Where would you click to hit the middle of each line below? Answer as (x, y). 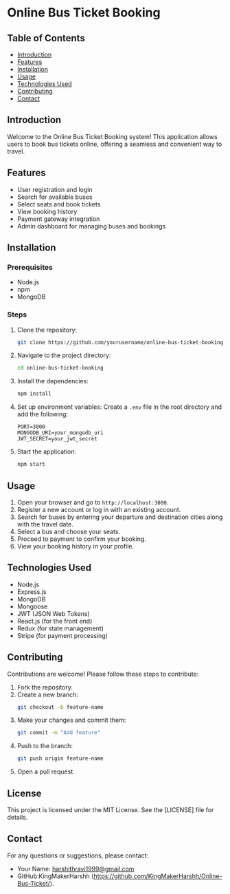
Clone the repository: (47, 330)
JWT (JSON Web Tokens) (54, 613)
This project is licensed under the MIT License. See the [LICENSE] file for (111, 809)
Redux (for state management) (60, 628)
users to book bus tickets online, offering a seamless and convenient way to (115, 144)
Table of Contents (46, 38)
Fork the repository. (45, 687)
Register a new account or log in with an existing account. (99, 509)
